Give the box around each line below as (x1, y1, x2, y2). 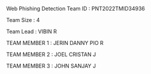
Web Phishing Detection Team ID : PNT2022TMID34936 (6, 5, 145, 12)
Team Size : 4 (6, 17, 40, 23)
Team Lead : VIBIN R (6, 28, 57, 35)
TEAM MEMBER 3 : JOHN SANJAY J (6, 62, 96, 69)
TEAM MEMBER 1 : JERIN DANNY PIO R (6, 40, 104, 46)
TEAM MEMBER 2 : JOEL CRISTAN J (6, 51, 96, 58)
